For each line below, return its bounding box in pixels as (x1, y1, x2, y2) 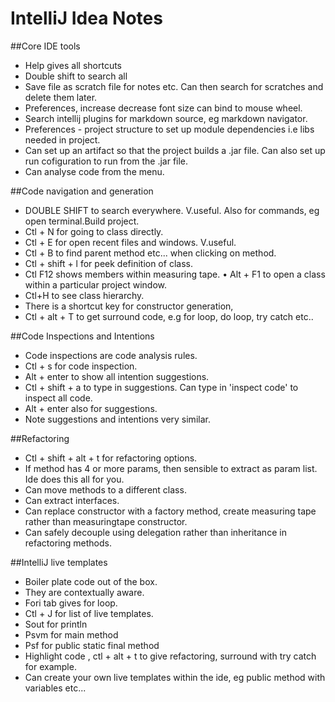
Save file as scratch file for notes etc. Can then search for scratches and (24, 80, 324, 92)
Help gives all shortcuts (24, 59, 123, 71)
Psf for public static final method (24, 639, 160, 651)
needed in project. (24, 133, 101, 146)
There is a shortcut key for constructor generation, (24, 300, 234, 312)
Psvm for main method (24, 628, 119, 641)
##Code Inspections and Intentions (10, 330, 155, 342)
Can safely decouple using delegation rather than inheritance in (24, 526, 287, 538)
